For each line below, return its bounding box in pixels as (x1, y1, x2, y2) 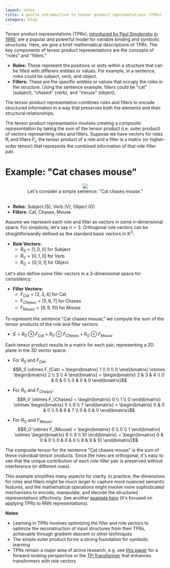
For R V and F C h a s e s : (12, 387, 54, 394)
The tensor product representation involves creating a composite (5, 120, 141, 126)
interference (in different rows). (5, 463, 71, 469)
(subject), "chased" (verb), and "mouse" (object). (12, 90, 116, 96)
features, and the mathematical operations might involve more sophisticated (5, 484, 164, 490)
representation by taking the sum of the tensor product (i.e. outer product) (5, 125, 161, 132)
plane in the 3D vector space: (5, 347, 67, 353)
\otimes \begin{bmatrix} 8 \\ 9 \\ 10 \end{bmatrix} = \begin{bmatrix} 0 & (14, 431, 164, 437)
